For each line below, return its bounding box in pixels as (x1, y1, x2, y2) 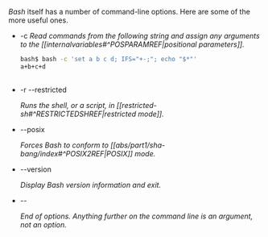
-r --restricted (19, 85, 67, 94)
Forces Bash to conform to (19, 140, 109, 150)
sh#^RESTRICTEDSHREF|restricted (19, 109, 137, 118)
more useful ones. (8, 15, 68, 25)
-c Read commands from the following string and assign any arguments (19, 31, 260, 40)
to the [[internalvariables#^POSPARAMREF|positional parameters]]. (19, 39, 245, 49)
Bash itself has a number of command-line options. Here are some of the (8, 7, 251, 16)
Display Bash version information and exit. (19, 180, 162, 189)
